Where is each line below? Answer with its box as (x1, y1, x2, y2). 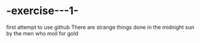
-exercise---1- (6, 4, 79, 18)
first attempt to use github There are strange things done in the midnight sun (6, 24, 195, 31)
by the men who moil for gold (6, 29, 79, 37)
